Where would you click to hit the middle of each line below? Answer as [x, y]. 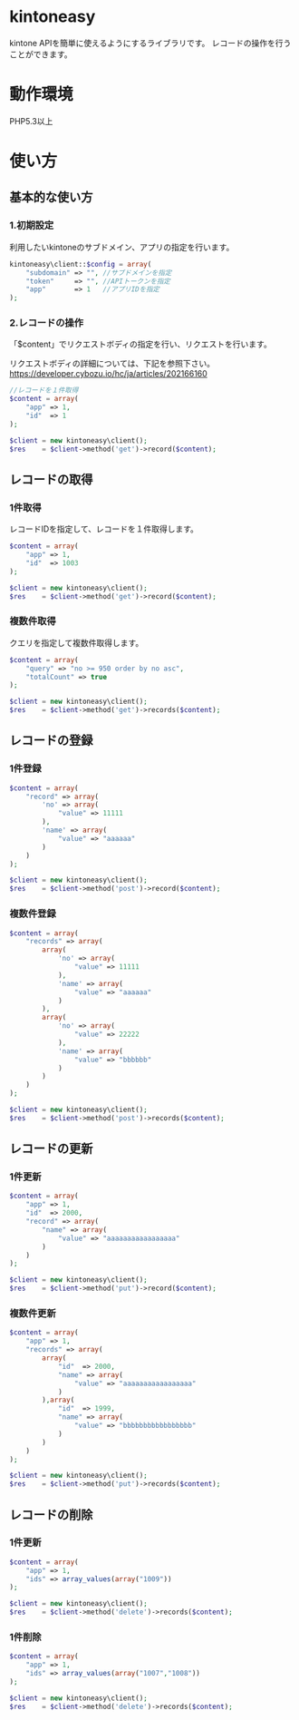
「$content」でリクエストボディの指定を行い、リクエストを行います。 [140, 344]
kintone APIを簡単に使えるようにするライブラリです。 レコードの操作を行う [150, 43]
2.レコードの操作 [47, 323]
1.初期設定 [32, 226]
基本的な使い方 [51, 197]
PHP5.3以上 [31, 121]
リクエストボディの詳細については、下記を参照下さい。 [112, 364]
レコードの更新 [51, 1149]
